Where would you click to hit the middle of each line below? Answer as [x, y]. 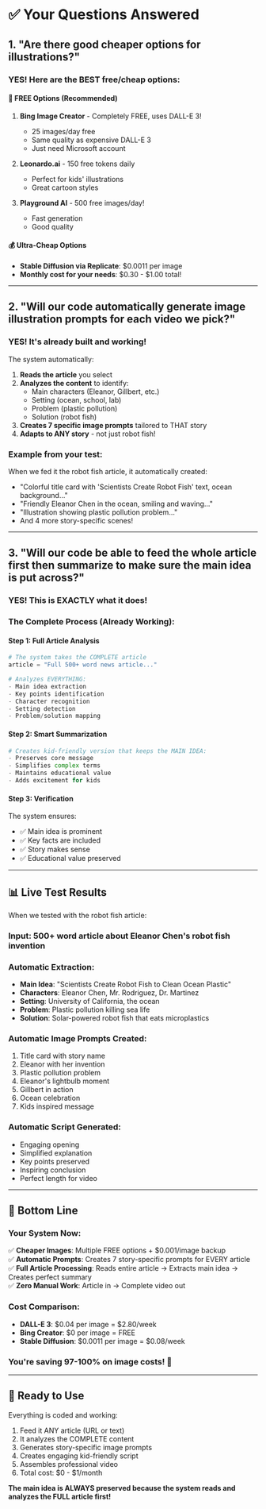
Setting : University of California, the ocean [89, 1001]
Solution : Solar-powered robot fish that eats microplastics [114, 1018]
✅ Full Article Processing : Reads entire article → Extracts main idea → [123, 1268]
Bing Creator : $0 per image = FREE [78, 1333]
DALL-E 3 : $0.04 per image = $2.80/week [88, 1324]
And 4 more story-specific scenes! [76, 520]
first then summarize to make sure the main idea [130, 565]
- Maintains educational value [60, 773]
